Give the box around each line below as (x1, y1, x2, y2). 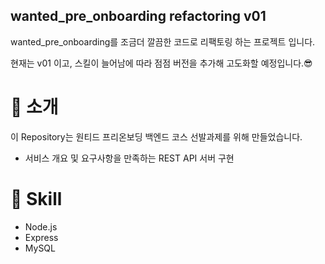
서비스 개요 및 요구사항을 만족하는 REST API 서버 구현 (24, 152, 235, 164)
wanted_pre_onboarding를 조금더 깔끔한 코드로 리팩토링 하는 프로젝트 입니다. (10, 35, 316, 48)
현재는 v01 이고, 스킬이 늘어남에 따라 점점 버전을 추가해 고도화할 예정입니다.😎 (10, 57, 313, 69)
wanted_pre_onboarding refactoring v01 (10, 8, 267, 25)
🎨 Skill (10, 187, 63, 210)
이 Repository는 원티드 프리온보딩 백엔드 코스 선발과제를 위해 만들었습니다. (10, 130, 303, 143)
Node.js (24, 220, 58, 233)
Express (24, 231, 59, 243)
